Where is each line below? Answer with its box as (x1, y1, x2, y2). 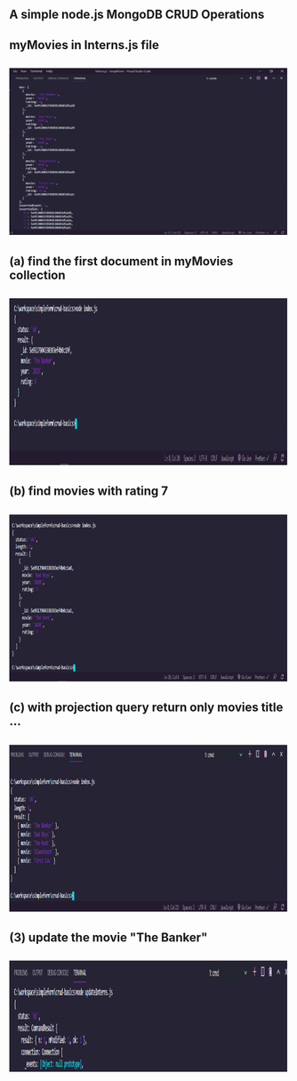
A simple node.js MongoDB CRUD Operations (9, 7, 265, 22)
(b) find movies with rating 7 (9, 484, 169, 499)
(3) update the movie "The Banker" (9, 930, 208, 945)
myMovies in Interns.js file (9, 37, 160, 52)
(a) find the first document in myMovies (9, 254, 234, 269)
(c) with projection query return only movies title (9, 700, 284, 715)
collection (9, 267, 66, 283)
